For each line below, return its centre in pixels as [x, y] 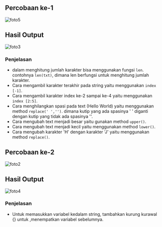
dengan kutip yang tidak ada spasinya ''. [53, 116]
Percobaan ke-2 [30, 152]
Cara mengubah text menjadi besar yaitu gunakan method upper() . [79, 122]
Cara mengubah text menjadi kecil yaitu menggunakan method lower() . [84, 126]
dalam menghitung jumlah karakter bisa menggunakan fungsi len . [78, 70]
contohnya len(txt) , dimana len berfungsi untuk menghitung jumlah [81, 75]
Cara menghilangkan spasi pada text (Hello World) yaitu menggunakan [83, 106]
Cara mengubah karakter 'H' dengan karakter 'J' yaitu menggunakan [81, 132]
